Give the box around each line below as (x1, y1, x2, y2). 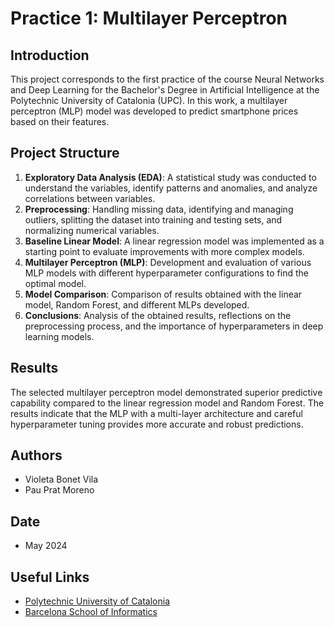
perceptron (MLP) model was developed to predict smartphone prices (10, 105, 299, 117)
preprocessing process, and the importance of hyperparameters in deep (24, 320, 324, 332)
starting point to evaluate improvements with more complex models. (24, 245, 305, 257)
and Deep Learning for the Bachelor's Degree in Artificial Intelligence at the (10, 84, 320, 96)
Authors (10, 447, 63, 464)
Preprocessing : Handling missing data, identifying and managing (24, 203, 294, 215)
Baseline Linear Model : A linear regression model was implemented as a (24, 235, 325, 247)
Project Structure (10, 145, 120, 162)
